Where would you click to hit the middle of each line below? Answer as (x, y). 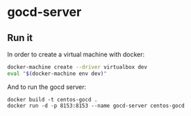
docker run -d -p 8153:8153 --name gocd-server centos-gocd (96, 106)
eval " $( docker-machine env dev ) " (57, 74)
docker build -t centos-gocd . (52, 99)
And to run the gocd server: (47, 87)
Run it (20, 38)
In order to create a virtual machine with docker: (76, 54)
